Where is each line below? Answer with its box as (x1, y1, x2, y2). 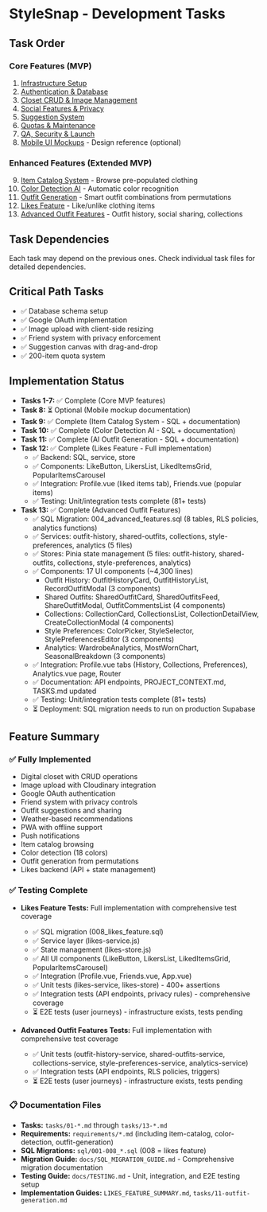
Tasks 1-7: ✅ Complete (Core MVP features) (20, 396, 166, 405)
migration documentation (20, 1163, 103, 1172)
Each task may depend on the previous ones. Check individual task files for (9, 253, 256, 263)
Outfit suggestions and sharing (20, 805, 122, 816)
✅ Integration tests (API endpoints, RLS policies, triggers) (32, 1066, 220, 1076)
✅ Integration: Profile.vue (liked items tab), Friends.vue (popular (32, 478, 242, 488)
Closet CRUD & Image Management (20, 95, 137, 104)
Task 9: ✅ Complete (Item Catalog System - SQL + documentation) (20, 416, 241, 426)
